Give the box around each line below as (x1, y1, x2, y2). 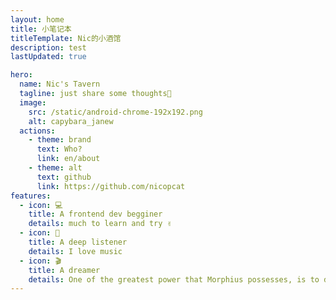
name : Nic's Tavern (19, 79, 101, 90)
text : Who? (36, 144, 83, 155)
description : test (10, 42, 87, 53)
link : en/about (36, 154, 101, 164)
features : (10, 191, 52, 201)
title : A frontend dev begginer (28, 209, 163, 220)
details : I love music (28, 246, 123, 256)
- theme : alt (28, 163, 83, 173)
